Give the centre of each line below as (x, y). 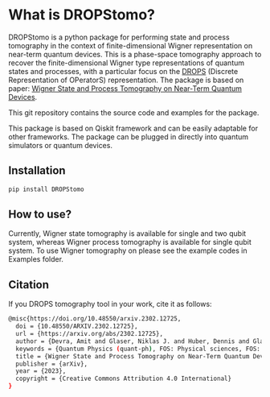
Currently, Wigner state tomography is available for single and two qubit (127, 234)
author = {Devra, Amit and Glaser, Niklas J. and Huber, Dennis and (133, 341)
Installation (37, 171)
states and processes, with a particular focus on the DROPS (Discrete (123, 71)
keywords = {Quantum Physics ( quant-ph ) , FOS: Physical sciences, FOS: (138, 349)
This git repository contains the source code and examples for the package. (134, 112)
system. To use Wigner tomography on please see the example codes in (128, 250)
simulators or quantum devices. (60, 145)
